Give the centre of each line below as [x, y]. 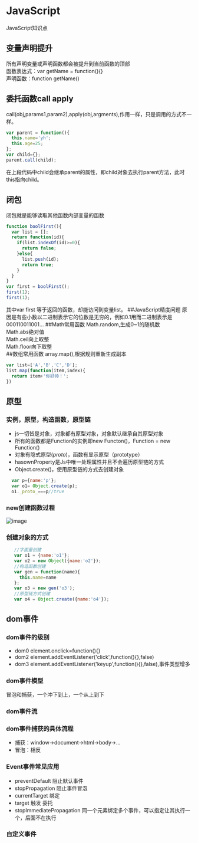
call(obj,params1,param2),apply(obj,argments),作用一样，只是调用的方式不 [96, 114]
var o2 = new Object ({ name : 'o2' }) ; [57, 561]
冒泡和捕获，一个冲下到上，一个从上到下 [55, 695]
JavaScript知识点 [27, 28]
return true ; [38, 265]
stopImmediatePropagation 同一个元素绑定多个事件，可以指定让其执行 [100, 810]
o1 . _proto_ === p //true [38, 491]
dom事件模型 [25, 681]
